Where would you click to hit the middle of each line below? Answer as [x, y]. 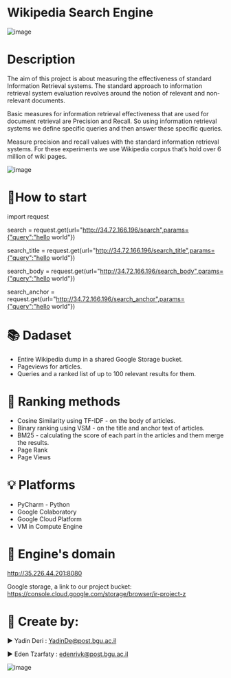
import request [28, 216]
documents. [48, 100]
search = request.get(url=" [45, 230]
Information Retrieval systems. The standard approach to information [105, 86]
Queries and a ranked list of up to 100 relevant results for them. [107, 373]
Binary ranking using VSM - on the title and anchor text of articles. [111, 428]
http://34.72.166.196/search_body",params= [162, 271]
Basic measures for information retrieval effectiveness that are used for [108, 113]
